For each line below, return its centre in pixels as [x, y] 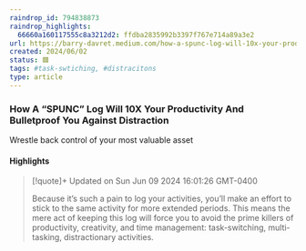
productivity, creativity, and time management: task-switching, [149, 227]
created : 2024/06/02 [49, 52]
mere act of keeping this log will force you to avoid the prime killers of [163, 218]
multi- [279, 227]
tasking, [46, 237]
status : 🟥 [30, 60]
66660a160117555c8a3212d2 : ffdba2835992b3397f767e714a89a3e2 [136, 35]
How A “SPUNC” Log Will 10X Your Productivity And [127, 108]
